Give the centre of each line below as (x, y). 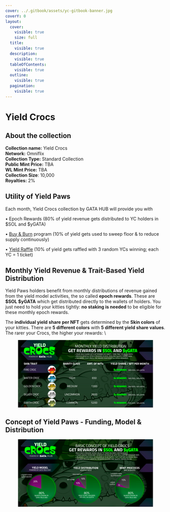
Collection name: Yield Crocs (36, 148)
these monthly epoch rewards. (37, 312)
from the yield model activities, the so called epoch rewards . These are (80, 296)
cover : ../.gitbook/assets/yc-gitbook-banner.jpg (59, 11)
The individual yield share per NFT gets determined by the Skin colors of (83, 322)
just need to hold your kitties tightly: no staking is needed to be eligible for (83, 307)
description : (24, 53)
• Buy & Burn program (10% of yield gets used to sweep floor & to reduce (82, 234)
